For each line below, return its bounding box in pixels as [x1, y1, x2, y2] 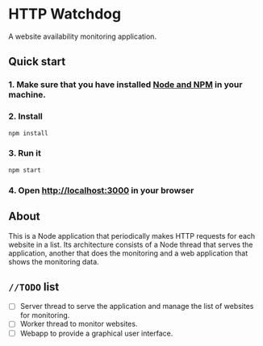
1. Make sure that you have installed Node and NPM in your [8, 79, 243, 90]
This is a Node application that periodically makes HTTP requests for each [8, 231, 256, 240]
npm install [8, 129, 48, 137]
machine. [8, 90, 47, 101]
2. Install [8, 110, 43, 122]
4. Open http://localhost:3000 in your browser [8, 185, 194, 196]
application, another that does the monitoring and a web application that [8, 248, 248, 258]
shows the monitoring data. [8, 256, 99, 266]
